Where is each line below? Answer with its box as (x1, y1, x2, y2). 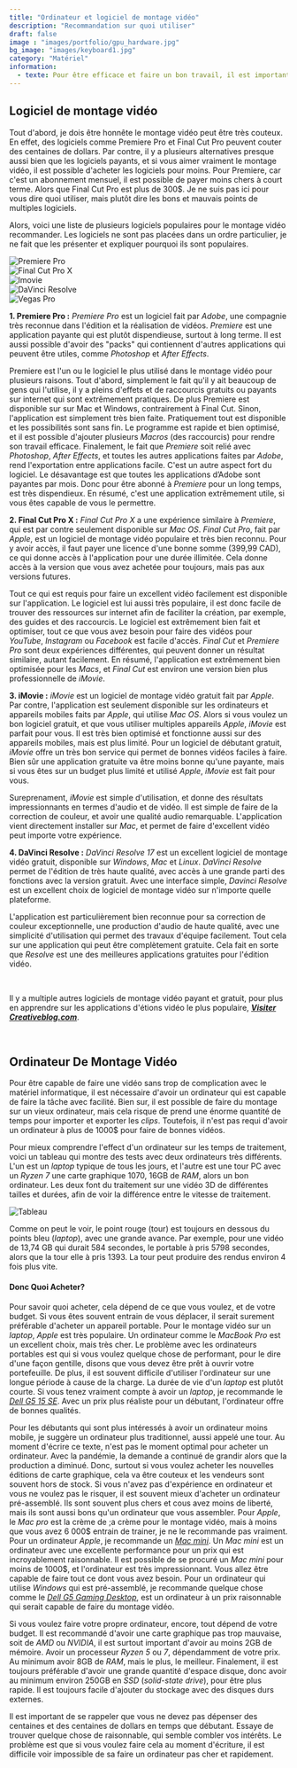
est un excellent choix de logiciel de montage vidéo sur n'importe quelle (9, 884, 271, 896)
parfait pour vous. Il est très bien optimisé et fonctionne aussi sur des (9, 728, 262, 739)
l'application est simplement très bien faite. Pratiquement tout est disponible (9, 412, 286, 423)
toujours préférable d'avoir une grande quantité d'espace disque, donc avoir (9, 1665, 287, 1676)
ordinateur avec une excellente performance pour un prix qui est (9, 1545, 245, 1555)
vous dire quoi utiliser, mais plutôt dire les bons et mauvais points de (9, 192, 258, 204)
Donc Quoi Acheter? (9, 1281, 86, 1292)
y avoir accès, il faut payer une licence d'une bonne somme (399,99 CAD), (9, 543, 281, 553)
